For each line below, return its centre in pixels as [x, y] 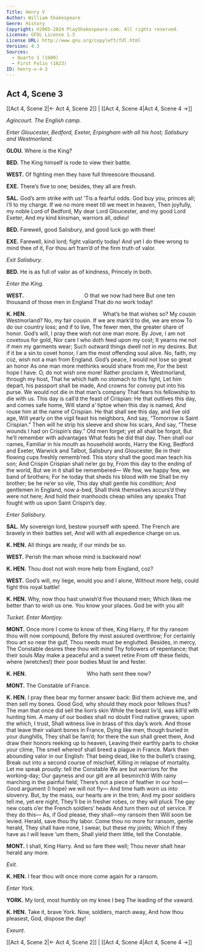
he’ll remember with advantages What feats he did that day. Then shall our [100, 438]
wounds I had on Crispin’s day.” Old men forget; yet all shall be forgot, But [99, 431]
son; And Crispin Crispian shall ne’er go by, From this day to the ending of [99, 464]
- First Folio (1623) [39, 63]
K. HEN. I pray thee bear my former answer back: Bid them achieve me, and [102, 698]
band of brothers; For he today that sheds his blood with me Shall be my [97, 477]
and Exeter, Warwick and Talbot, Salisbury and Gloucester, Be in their [94, 451]
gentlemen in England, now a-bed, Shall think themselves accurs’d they [96, 490]
